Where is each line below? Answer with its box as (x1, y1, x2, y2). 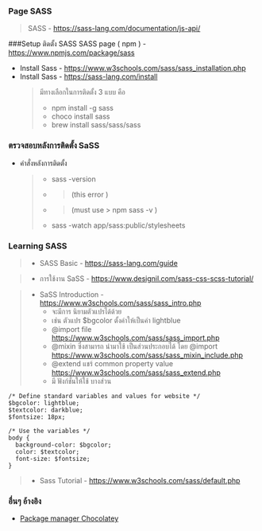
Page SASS (8, 6, 52, 17)
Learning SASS (8, 240, 67, 252)
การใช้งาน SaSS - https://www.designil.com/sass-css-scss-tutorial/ (39, 273, 254, 283)
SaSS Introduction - (39, 289, 105, 299)
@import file (51, 324, 92, 334)
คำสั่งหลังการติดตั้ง (19, 158, 67, 168)
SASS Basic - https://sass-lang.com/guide (39, 258, 179, 267)
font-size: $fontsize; (15, 455, 91, 463)
